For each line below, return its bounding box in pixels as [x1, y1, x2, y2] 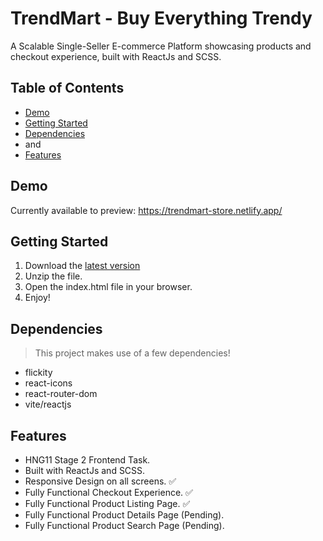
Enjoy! [24, 292, 51, 304]
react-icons [24, 377, 73, 389]
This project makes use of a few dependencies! [34, 347, 231, 359]
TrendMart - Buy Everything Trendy [10, 7, 313, 30]
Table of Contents [10, 80, 125, 97]
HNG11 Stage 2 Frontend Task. [24, 454, 151, 466]
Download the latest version [24, 260, 141, 272]
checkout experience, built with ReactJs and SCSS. [10, 50, 222, 62]
